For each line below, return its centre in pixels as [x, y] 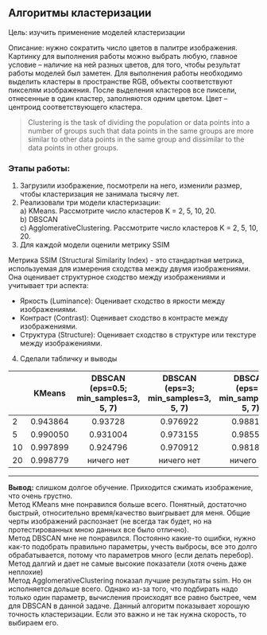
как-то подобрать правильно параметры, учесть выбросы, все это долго [133, 547]
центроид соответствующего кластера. [75, 107]
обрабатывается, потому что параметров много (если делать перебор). [131, 555]
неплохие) [26, 572]
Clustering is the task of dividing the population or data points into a [139, 122]
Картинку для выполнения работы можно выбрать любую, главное [123, 56]
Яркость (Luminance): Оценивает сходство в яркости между [122, 301]
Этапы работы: [39, 168]
